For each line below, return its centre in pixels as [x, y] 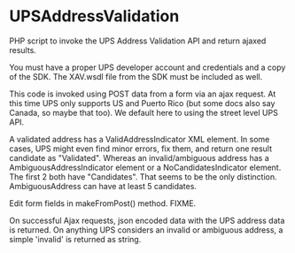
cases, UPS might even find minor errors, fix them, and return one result [141, 149]
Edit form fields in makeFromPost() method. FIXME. [103, 203]
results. [23, 50]
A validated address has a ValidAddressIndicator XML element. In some [140, 139]
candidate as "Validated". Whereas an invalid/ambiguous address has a [140, 157]
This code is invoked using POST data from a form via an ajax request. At [143, 94]
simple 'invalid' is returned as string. [75, 239]
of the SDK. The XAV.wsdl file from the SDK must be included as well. [136, 76]
